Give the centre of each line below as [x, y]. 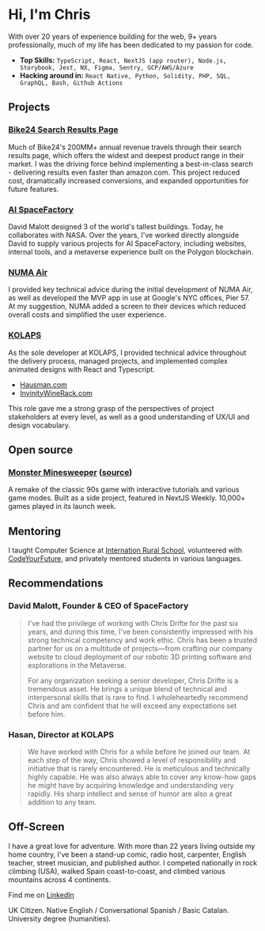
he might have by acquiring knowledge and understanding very [131, 785]
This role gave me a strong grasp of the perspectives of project [112, 408]
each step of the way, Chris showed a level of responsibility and [132, 760]
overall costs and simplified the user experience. [87, 315]
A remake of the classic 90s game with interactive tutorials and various [124, 490]
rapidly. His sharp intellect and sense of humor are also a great [130, 793]
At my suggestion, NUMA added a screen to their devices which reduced [127, 307]
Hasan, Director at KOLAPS [61, 734]
